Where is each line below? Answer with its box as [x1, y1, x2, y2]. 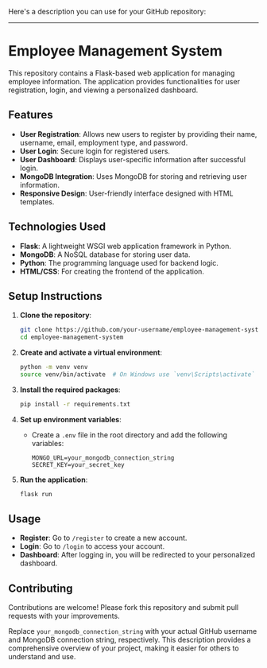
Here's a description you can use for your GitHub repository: [8, 7, 207, 16]
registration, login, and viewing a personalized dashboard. [8, 85, 199, 95]
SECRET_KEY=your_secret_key [31, 460, 125, 468]
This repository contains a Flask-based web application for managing [8, 68, 235, 78]
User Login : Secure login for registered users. [19, 146, 171, 156]
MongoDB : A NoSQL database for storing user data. [19, 250, 191, 259]
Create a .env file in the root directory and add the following [31, 429, 228, 440]
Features [8, 108, 53, 122]
